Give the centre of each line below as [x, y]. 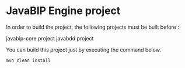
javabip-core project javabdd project [50, 38]
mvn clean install [28, 60]
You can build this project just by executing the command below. [84, 50]
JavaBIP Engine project [63, 11]
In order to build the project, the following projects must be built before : [92, 27]
